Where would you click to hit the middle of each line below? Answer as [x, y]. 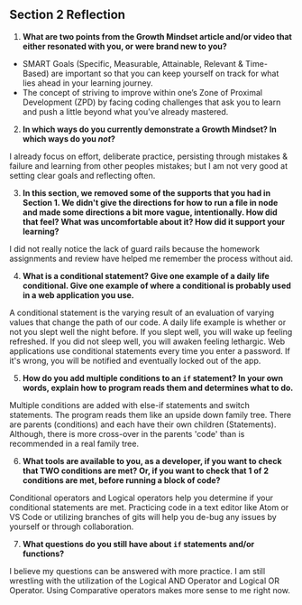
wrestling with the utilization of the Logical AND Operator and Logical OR [144, 581]
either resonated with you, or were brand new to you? [124, 46]
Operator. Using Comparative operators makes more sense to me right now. [150, 590]
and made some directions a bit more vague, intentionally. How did [150, 212]
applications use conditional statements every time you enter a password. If [150, 350]
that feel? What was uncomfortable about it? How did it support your [154, 221]
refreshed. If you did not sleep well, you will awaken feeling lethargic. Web [147, 341]
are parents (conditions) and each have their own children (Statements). [143, 424]
